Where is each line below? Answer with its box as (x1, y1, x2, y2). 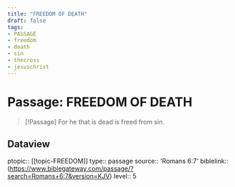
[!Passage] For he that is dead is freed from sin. (24, 117, 165, 126)
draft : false (7, 17, 46, 24)
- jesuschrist (7, 63, 50, 70)
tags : (7, 23, 23, 31)
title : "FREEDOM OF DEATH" (7, 10, 88, 18)
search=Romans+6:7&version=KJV (7, 172, 110, 181)
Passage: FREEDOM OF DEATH (7, 94, 193, 110)
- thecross (7, 57, 40, 64)
